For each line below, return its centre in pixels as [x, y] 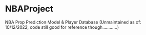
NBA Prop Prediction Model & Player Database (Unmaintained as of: [73, 22]
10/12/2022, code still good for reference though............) [62, 27]
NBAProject [29, 9]
